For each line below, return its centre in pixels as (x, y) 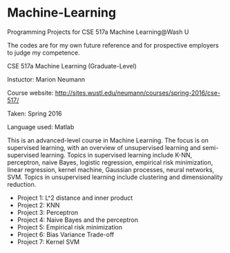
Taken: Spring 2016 (35, 113)
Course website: (30, 93)
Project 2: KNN (38, 205)
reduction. (22, 184)
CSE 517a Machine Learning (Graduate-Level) (72, 66)
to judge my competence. (44, 53)
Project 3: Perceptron (47, 212)
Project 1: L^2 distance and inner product (75, 198)
